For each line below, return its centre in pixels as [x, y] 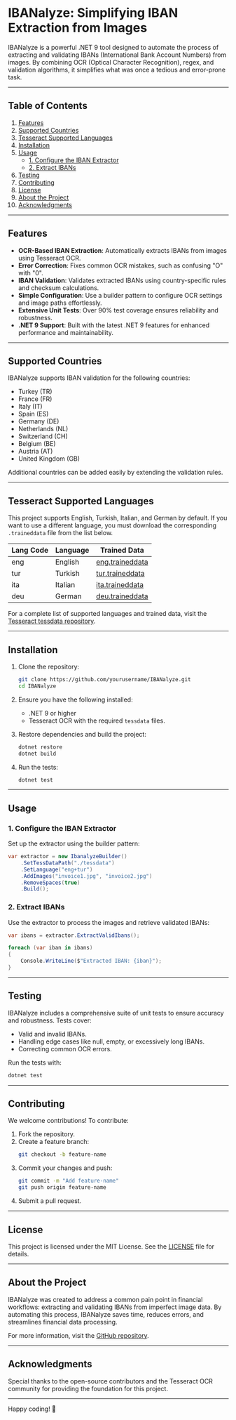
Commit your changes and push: [65, 1168]
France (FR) [35, 399]
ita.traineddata [120, 585]
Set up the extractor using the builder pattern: [74, 843]
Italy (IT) [30, 407]
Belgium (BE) [37, 444]
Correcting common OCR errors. [65, 1048]
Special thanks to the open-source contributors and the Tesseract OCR [110, 1381]
